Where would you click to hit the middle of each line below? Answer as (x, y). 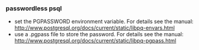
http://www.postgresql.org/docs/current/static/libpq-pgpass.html (95, 41)
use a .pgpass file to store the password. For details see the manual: (99, 34)
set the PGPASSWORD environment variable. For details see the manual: (104, 22)
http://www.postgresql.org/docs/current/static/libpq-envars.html (94, 28)
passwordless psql (34, 8)
